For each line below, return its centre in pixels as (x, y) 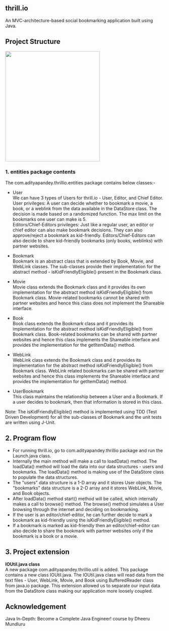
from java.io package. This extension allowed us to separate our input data (83, 585)
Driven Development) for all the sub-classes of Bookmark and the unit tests (83, 417)
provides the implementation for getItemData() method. (70, 381)
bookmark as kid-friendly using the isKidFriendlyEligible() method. (81, 520)
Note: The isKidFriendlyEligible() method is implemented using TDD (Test (81, 412)
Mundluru (15, 624)
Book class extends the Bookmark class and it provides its (73, 323)
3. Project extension (37, 552)
